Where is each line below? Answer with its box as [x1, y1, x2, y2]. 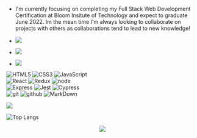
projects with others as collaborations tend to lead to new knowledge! [15, 24, 191, 32]
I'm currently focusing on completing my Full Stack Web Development [15, 5, 191, 12]
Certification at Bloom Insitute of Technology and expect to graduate [15, 12, 188, 19]
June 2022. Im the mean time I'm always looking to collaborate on [15, 18, 181, 25]
